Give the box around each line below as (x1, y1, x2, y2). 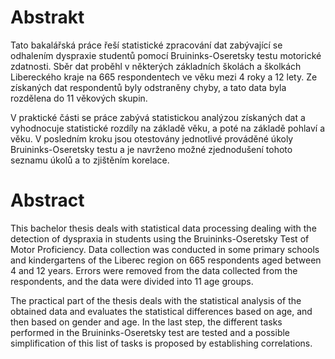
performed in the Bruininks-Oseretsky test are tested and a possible (10, 326, 291, 338)
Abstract (10, 189, 85, 212)
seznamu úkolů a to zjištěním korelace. (10, 154, 170, 166)
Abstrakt (10, 6, 85, 29)
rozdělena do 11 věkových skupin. (10, 92, 148, 104)
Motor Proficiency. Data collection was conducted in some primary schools (10, 243, 320, 255)
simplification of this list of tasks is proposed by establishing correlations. (10, 337, 313, 349)
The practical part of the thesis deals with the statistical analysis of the (10, 294, 302, 306)
